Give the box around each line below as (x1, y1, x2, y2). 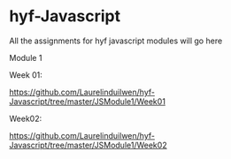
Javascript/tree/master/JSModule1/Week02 (9, 140, 167, 150)
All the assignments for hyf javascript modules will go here (9, 35, 223, 46)
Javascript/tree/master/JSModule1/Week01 (9, 95, 166, 107)
